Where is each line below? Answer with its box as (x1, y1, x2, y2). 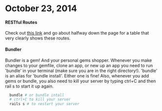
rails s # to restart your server (9, 102, 80, 107)
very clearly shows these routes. (5, 35, 71, 41)
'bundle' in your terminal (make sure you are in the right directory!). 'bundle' (5, 68, 158, 74)
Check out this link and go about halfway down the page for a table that (5, 30, 149, 36)
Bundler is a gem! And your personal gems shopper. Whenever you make (5, 57, 152, 63)
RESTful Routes (5, 19, 38, 25)
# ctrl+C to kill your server (9, 97, 71, 102)
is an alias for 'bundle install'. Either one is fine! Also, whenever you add (5, 73, 149, 78)
